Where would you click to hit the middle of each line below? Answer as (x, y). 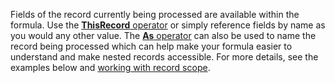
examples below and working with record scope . (110, 67)
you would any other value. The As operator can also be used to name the (163, 35)
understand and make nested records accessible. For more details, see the (164, 57)
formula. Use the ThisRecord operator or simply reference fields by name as (168, 25)
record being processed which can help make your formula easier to (151, 46)
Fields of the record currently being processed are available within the (155, 14)
